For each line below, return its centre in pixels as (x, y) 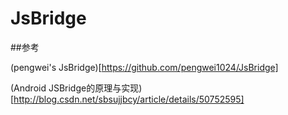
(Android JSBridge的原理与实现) (76, 88)
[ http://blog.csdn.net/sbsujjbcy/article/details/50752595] (127, 99)
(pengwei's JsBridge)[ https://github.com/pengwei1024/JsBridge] (144, 67)
